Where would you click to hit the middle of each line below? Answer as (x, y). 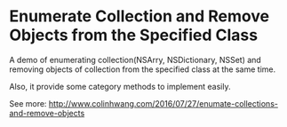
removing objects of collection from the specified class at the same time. (143, 69)
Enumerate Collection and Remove (139, 16)
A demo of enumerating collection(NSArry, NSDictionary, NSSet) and (136, 60)
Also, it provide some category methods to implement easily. (120, 86)
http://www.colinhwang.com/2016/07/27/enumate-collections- (163, 103)
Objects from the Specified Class (134, 35)
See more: (28, 103)
